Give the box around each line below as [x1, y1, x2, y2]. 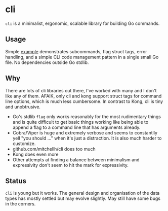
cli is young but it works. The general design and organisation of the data [5, 190, 160, 196]
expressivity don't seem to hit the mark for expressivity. [12, 162, 129, 168]
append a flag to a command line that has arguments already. [12, 124, 141, 130]
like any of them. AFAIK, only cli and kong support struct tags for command [5, 93, 162, 99]
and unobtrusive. [5, 103, 40, 110]
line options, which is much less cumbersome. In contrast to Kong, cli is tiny [5, 98, 163, 104]
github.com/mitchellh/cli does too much [12, 146, 96, 152]
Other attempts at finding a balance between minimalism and [12, 156, 140, 163]
